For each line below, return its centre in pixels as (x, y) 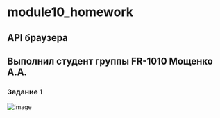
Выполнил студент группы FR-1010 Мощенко (110, 61)
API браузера (37, 38)
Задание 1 (25, 92)
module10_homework (70, 12)
